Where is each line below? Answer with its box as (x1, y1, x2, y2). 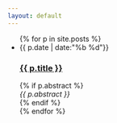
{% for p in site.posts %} (19, 34, 102, 43)
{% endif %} (19, 97, 61, 107)
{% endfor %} (19, 106, 66, 116)
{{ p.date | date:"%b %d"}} (19, 42, 110, 52)
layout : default (7, 11, 62, 20)
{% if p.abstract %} (19, 80, 84, 90)
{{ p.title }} (19, 62, 63, 73)
